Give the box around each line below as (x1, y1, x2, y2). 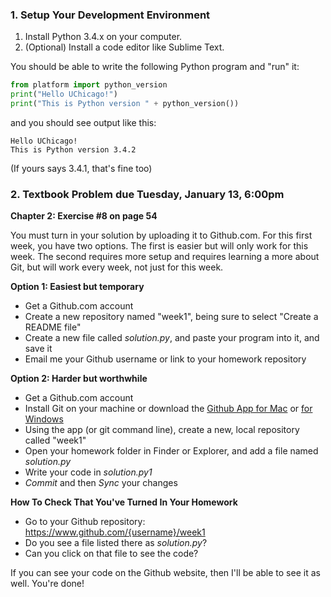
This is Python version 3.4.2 (10, 144, 137, 155)
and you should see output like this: (10, 116, 157, 128)
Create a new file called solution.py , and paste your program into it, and (24, 332, 320, 344)
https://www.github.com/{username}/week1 (24, 526, 206, 538)
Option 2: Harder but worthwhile (10, 373, 148, 385)
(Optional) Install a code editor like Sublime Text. (24, 41, 225, 53)
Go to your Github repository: (24, 516, 146, 528)
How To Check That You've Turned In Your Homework (10, 496, 238, 508)
